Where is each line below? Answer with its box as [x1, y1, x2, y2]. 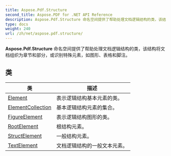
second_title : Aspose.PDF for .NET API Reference [5, 12, 113, 17]
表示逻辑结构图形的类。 [56, 113, 113, 120]
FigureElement [8, 113, 43, 120]
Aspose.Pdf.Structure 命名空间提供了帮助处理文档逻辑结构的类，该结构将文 [5, 46, 165, 51]
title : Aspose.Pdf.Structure [5, 7, 67, 13]
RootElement [8, 122, 39, 130]
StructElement [8, 132, 42, 139]
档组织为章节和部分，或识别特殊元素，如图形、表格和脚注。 [5, 52, 130, 58]
